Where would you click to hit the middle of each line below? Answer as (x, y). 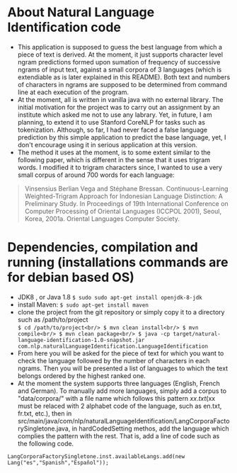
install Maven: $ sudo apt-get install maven (83, 304)
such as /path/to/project (53, 319)
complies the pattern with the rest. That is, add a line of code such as (118, 435)
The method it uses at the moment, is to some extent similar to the (114, 152)
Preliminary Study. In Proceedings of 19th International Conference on (126, 203)
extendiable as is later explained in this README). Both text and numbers (124, 77)
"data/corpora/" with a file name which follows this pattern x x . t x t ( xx (116, 398)
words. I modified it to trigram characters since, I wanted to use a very (120, 167)
